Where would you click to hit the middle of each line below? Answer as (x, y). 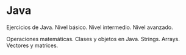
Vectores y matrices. (32, 45)
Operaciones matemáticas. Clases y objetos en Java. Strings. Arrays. (93, 39)
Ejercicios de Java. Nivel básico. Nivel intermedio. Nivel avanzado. (90, 27)
